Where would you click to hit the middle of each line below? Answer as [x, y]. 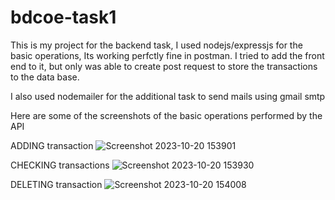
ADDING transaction [52, 145]
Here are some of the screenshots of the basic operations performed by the [166, 115]
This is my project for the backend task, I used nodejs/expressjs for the [156, 45]
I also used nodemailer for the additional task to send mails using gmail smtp [168, 96]
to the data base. [45, 77]
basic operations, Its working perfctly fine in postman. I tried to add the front [167, 55]
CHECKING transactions [60, 165]
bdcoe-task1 [63, 17]
